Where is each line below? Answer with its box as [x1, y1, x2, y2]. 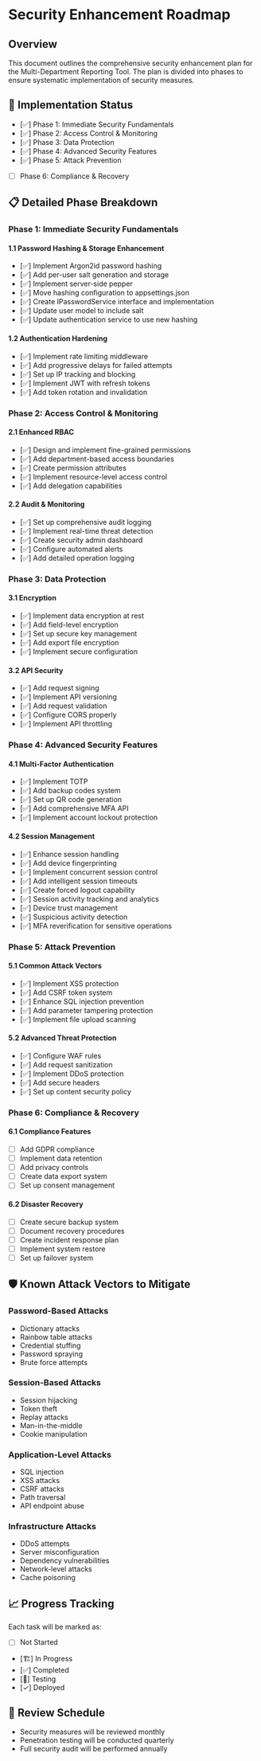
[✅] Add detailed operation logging [19, 553, 135, 562]
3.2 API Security [8, 665, 64, 675]
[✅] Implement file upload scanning [19, 1014, 137, 1024]
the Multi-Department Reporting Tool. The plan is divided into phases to [8, 67, 243, 76]
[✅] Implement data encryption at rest [19, 611, 145, 620]
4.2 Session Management [8, 831, 95, 841]
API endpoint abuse [19, 1501, 85, 1511]
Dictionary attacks [19, 1324, 80, 1333]
